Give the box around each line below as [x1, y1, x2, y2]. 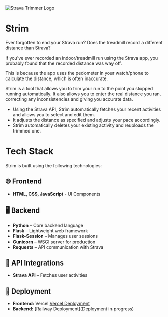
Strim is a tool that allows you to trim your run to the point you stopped [5, 85, 153, 91]
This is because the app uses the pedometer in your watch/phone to [5, 70, 149, 76]
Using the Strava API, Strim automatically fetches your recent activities [12, 106, 161, 112]
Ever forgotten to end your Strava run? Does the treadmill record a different [5, 39, 163, 45]
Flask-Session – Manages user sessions [12, 233, 98, 239]
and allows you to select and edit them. [12, 111, 95, 117]
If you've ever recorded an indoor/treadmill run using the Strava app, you [5, 55, 158, 61]
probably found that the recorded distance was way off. [5, 60, 122, 66]
